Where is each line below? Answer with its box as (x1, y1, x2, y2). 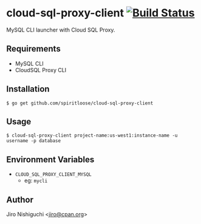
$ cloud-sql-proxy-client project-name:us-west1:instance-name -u (6, 132, 178, 139)
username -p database (6, 138, 61, 144)
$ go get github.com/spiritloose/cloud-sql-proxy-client (6, 100, 154, 106)
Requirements (6, 44, 61, 54)
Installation (6, 84, 50, 94)
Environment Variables (6, 154, 95, 165)
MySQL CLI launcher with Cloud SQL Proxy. (6, 26, 115, 33)
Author (6, 194, 33, 205)
